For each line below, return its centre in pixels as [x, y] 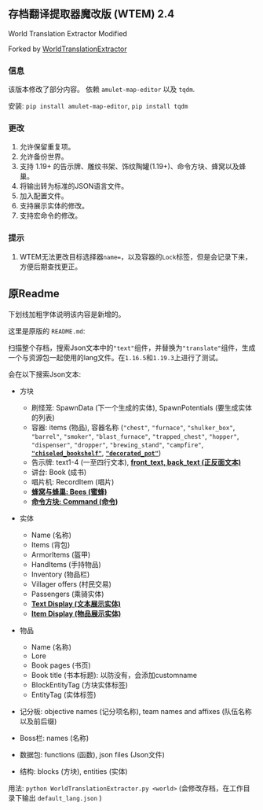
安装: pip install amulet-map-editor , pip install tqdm [98, 106]
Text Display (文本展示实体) [76, 603]
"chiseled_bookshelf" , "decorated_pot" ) [96, 453]
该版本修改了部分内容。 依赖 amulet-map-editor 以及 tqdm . [102, 90]
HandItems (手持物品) [66, 564]
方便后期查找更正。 [51, 267]
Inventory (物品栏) [60, 574]
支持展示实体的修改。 [54, 206]
